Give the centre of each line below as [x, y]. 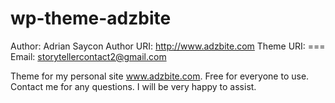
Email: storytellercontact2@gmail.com [88, 56]
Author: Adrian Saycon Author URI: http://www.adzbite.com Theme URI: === [168, 46]
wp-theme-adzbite [91, 18]
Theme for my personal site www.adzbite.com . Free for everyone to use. [160, 76]
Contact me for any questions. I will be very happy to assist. [133, 86]
